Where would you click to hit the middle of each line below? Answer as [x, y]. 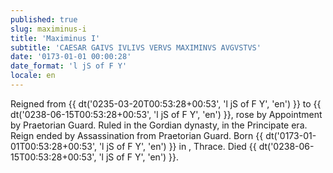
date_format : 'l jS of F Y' [69, 66]
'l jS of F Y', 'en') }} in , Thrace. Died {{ [177, 146]
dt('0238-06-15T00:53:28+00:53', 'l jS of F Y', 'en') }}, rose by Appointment [166, 114]
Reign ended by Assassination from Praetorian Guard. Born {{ [137, 135]
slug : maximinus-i [48, 29]
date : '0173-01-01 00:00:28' [71, 57]
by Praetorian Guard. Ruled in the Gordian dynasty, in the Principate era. [159, 125]
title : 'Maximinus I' [55, 38]
